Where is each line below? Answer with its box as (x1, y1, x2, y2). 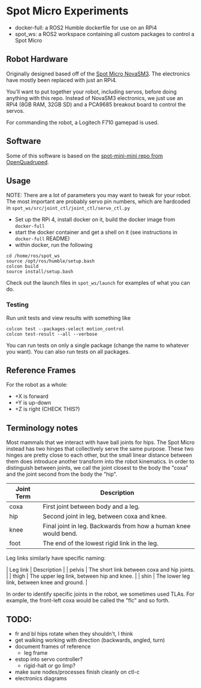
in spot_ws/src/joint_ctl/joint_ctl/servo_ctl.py (6, 204, 130, 212)
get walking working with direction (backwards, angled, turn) (14, 636, 166, 644)
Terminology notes (6, 423, 78, 433)
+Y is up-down (14, 399, 51, 406)
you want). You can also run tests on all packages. (6, 348, 130, 355)
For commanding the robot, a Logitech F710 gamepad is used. (6, 119, 159, 126)
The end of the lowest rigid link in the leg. (42, 539, 159, 548)
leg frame (23, 649, 48, 657)
